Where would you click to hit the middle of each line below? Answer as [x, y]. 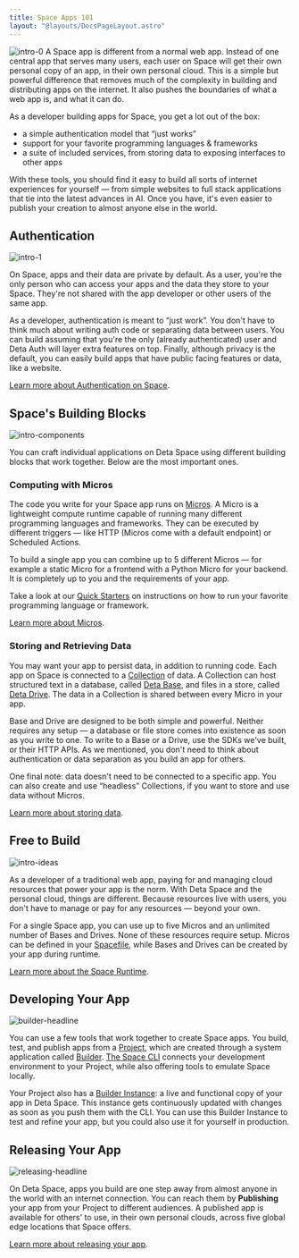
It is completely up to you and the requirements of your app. [120, 578]
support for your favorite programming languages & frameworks [140, 143]
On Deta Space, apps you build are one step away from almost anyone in [143, 1189]
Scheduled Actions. [46, 543]
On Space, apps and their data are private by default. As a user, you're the [146, 274]
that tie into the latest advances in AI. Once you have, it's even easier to [141, 198]
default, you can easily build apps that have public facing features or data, [145, 359]
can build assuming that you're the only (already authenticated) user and [143, 340]
